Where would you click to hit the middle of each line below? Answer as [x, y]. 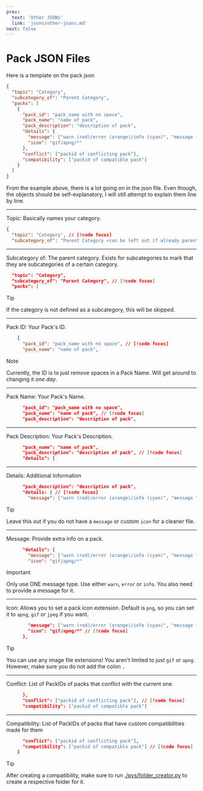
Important [18, 573]
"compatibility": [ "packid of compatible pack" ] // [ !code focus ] [108, 747]
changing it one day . [32, 379]
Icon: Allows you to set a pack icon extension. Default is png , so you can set [100, 608]
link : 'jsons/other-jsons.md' [50, 23]
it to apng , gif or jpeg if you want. [47, 614]
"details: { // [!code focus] [60, 493]
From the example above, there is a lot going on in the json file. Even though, [101, 188]
